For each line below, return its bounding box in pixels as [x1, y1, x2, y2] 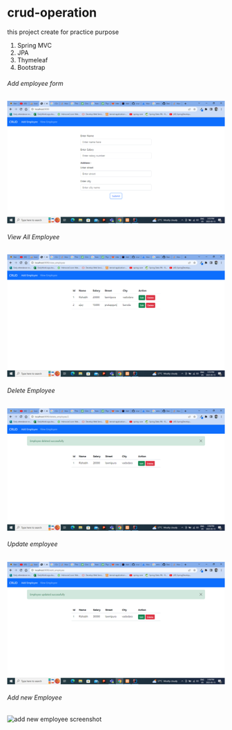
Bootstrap [17, 63, 46, 71]
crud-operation [7, 5, 97, 21]
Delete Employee [7, 386, 55, 394]
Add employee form [7, 79, 64, 87]
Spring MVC [17, 41, 52, 49]
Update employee [7, 540, 58, 548]
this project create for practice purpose [7, 28, 119, 36]
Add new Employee [7, 693, 62, 702]
